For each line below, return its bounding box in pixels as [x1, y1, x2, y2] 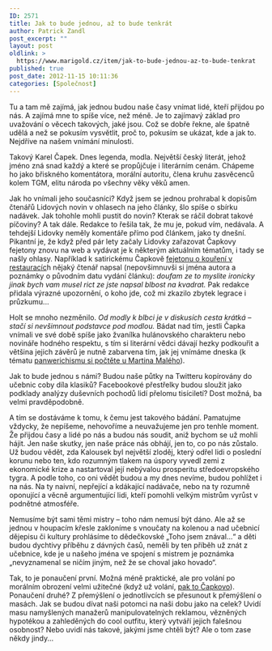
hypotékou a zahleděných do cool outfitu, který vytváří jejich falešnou [9, 616, 242, 626]
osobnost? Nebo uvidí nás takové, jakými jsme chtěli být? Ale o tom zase [9, 624, 252, 634]
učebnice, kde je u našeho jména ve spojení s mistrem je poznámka [9, 548, 235, 559]
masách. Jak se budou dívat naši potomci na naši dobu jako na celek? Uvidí [9, 598, 261, 608]
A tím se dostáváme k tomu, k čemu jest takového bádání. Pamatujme [9, 412, 241, 422]
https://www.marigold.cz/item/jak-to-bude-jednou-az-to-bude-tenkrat [16, 57, 256, 66]
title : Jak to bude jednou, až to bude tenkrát [9, 19, 173, 28]
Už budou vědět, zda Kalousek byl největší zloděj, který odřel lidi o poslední [9, 447, 261, 457]
